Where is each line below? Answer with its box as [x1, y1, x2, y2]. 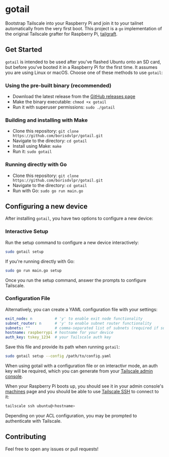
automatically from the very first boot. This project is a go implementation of [5, 25, 162, 31]
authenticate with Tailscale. [5, 418, 62, 424]
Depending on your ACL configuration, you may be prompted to [5, 412, 137, 418]
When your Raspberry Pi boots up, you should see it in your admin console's [5, 383, 164, 389]
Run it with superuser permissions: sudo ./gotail [12, 104, 115, 110]
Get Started [5, 45, 42, 54]
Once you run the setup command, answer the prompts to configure [5, 277, 147, 283]
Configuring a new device [5, 202, 88, 211]
